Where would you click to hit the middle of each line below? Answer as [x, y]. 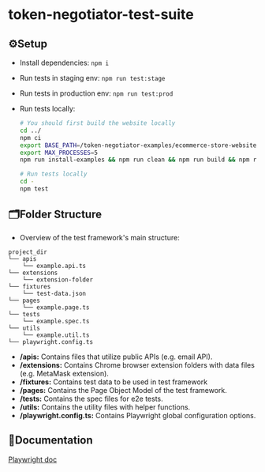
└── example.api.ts [54, 266]
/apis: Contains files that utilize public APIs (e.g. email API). [116, 357]
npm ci [30, 138]
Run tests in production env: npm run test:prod [96, 93]
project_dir [28, 252]
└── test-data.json [54, 293]
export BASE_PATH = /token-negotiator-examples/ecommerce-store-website [138, 145]
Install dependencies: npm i [64, 62]
